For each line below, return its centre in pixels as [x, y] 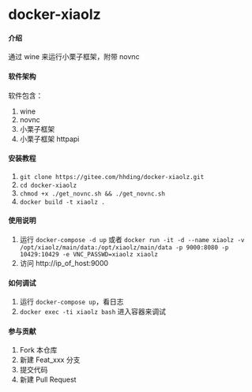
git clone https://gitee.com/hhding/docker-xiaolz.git [112, 177]
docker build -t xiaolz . [62, 202]
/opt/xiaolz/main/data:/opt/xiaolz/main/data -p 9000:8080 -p [124, 248]
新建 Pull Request [48, 379]
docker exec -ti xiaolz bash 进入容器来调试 [93, 312]
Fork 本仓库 [38, 350]
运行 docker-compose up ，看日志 [71, 302]
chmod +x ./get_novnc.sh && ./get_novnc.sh [92, 194]
